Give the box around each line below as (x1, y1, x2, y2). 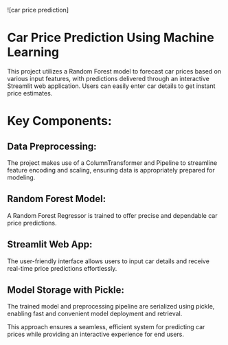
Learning (7, 45, 60, 60)
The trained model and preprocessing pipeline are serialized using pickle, (7, 302, 215, 311)
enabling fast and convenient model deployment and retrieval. (7, 309, 183, 318)
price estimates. (7, 89, 53, 97)
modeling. (7, 173, 36, 181)
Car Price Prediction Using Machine (7, 30, 214, 45)
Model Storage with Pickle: (7, 284, 125, 296)
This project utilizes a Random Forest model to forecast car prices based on (7, 67, 222, 75)
